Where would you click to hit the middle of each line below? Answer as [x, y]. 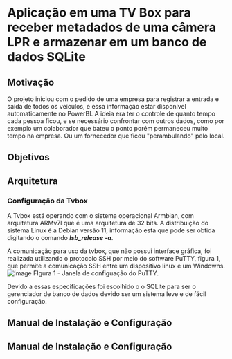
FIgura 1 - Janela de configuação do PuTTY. [96, 273]
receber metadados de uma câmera [112, 27]
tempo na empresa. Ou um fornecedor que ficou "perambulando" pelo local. [116, 136]
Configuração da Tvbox [47, 201]
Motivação [31, 82]
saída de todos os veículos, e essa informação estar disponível [97, 106]
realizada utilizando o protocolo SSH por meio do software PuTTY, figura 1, [114, 259]
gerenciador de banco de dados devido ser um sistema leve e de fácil [107, 294]
